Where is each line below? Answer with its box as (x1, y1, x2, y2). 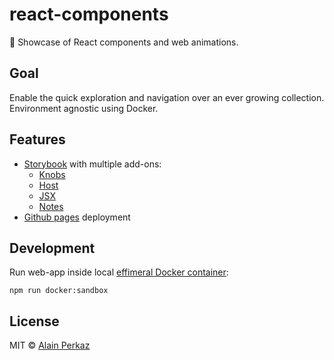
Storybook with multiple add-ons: (23, 158, 162, 170)
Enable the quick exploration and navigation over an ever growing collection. (9, 91, 325, 103)
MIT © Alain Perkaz (9, 339, 91, 352)
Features (9, 131, 66, 148)
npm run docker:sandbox (9, 286, 109, 296)
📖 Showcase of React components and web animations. (9, 36, 239, 48)
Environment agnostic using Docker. (9, 102, 159, 114)
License (9, 313, 60, 330)
